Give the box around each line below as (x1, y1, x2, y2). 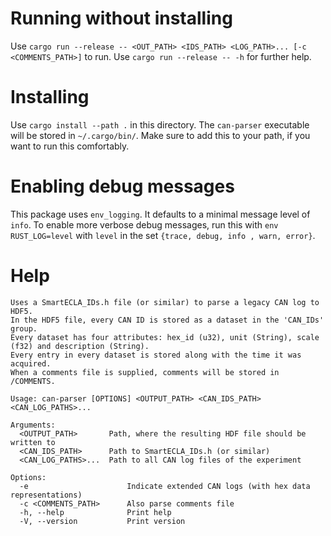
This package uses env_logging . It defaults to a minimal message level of (10, 208, 311, 220)
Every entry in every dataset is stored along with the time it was (10, 350, 302, 360)
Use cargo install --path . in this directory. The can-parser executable (10, 118, 310, 131)
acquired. (10, 358, 52, 369)
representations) (10, 490, 83, 500)
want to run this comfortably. (10, 140, 130, 152)
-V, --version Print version (19, 516, 186, 526)
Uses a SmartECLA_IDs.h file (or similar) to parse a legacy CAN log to (10, 297, 320, 307)
